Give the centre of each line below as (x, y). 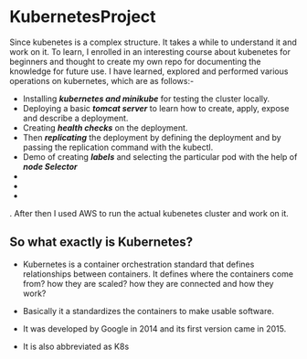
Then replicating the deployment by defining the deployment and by (152, 137)
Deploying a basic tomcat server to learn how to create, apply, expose (156, 108)
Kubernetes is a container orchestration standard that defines (138, 264)
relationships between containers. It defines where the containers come (158, 274)
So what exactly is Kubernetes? (101, 243)
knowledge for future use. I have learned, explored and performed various (149, 71)
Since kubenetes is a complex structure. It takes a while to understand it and (153, 42)
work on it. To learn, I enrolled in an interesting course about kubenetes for (150, 51)
